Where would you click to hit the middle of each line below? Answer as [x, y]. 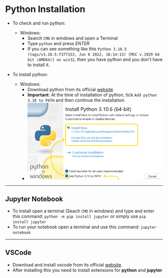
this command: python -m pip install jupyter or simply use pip [79, 216]
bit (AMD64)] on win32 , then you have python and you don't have [95, 59]
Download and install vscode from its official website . [67, 264]
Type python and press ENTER [58, 43]
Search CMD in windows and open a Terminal [72, 38]
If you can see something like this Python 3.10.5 [77, 49]
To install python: [30, 74]
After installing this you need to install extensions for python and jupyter [87, 270]
